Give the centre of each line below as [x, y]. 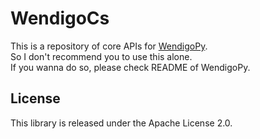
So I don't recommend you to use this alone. [101, 56]
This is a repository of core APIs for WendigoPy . [109, 46]
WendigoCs [60, 18]
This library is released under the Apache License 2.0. [121, 123]
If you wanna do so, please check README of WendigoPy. [130, 67]
